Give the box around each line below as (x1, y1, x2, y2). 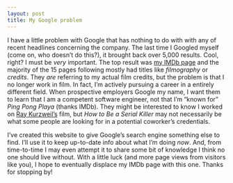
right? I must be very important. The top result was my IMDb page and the (7, 58, 219, 66)
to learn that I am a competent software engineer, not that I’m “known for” (7, 95, 219, 103)
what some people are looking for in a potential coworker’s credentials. (7, 117, 211, 125)
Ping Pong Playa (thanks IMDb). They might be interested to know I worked (7, 102, 223, 111)
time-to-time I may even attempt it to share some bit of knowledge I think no (7, 145, 225, 154)
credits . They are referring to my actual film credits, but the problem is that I (7, 72, 225, 81)
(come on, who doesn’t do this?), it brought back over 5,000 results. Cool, (7, 50, 219, 59)
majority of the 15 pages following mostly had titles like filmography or (7, 65, 209, 74)
